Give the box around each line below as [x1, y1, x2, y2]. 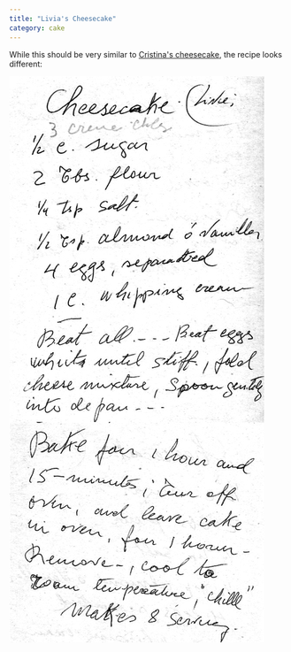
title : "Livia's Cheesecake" [9, 14, 117, 23]
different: [9, 58, 42, 69]
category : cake [9, 23, 65, 33]
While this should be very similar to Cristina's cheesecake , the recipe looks [9, 49, 283, 59]
